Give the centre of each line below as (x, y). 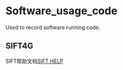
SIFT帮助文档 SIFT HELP (34, 61)
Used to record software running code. (53, 27)
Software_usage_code (61, 11)
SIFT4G (20, 46)
